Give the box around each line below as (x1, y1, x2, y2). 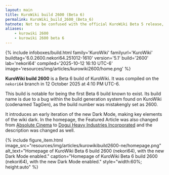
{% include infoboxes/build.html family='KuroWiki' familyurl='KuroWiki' (5, 49, 153, 56)
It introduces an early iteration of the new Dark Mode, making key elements (5, 111, 162, 117)
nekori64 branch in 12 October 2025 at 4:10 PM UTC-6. (5, 80, 120, 86)
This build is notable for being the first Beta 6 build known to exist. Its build (5, 91, 161, 97)
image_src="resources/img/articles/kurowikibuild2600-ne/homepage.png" (5, 142, 161, 148)
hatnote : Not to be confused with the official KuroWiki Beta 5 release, (5, 21, 164, 27)
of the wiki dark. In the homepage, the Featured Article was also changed (5, 116, 158, 122)
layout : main (5, 7, 33, 13)
